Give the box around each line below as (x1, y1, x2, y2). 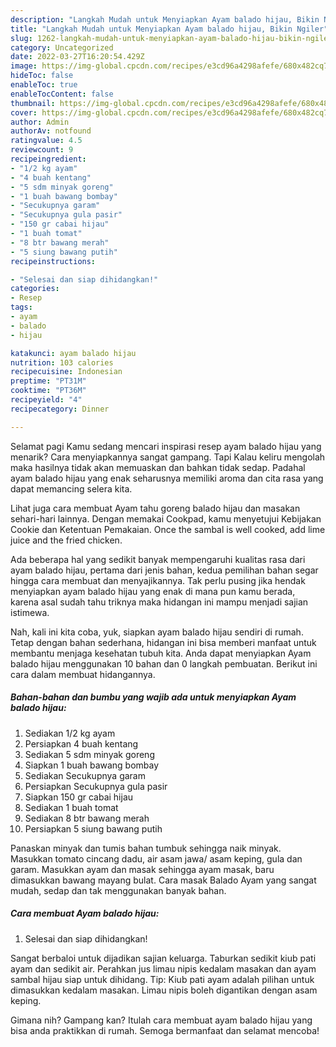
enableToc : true (10, 80, 78, 90)
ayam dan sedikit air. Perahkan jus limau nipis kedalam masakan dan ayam (10, 962, 317, 975)
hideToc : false (10, 71, 74, 81)
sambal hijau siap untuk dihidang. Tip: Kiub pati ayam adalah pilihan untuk (10, 973, 315, 985)
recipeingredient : (10, 154, 87, 164)
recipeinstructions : (10, 256, 97, 266)
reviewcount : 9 (10, 145, 74, 155)
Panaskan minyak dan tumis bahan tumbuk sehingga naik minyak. (10, 842, 282, 854)
